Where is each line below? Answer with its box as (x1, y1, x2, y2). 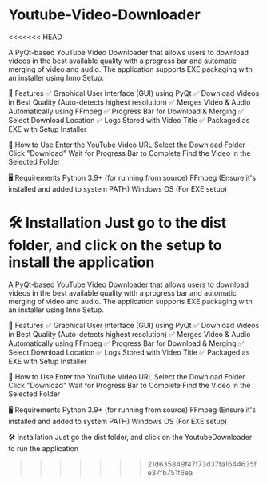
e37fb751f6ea (147, 467, 193, 477)
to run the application (8, 443, 78, 453)
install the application (8, 253, 155, 272)
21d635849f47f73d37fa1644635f (147, 459, 257, 469)
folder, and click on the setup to (8, 236, 222, 255)
